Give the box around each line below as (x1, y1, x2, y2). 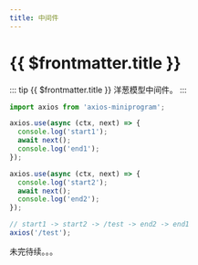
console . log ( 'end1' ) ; (17, 144, 100, 154)
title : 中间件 (9, 13, 59, 23)
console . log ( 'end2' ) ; (17, 195, 100, 204)
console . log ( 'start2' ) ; (17, 177, 108, 187)
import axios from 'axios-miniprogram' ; (9, 102, 166, 111)
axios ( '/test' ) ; (9, 228, 71, 238)
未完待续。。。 (9, 246, 57, 257)
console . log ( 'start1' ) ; (17, 127, 108, 137)
